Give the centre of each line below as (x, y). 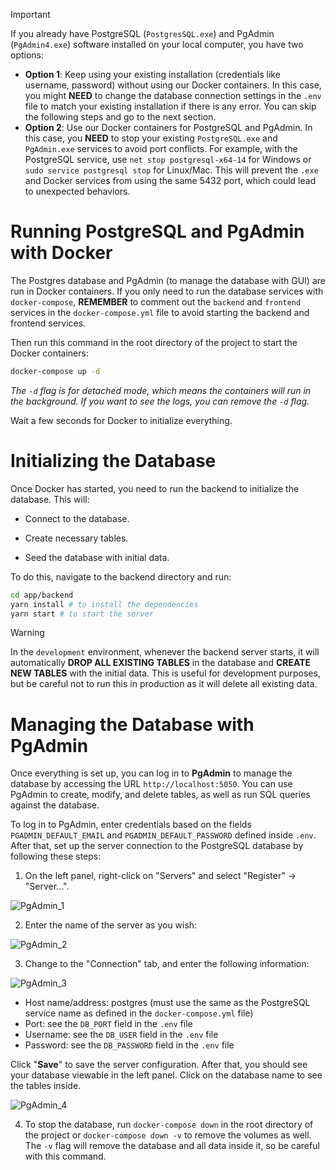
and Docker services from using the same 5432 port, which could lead (170, 180)
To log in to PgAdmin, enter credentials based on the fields (131, 825)
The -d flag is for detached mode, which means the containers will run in (161, 390)
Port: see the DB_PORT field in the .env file (108, 1024)
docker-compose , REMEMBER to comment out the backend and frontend (156, 301)
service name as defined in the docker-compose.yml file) (139, 1013)
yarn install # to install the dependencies (104, 604)
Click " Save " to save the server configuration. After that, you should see (159, 1065)
